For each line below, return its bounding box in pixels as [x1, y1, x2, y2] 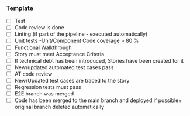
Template [6, 4, 34, 12]
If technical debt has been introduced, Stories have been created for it [14, 57, 184, 64]
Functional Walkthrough [14, 44, 72, 51]
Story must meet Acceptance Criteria [14, 50, 105, 57]
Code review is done [14, 24, 64, 31]
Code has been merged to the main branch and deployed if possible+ [14, 97, 182, 104]
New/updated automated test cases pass [14, 63, 114, 71]
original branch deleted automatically [14, 104, 104, 111]
